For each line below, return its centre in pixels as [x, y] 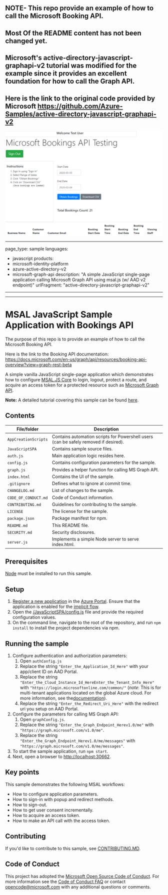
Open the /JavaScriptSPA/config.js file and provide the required [78, 612]
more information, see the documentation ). [63, 698]
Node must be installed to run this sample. [49, 573]
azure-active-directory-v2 [39, 269]
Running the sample [37, 644]
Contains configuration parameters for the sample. [104, 462]
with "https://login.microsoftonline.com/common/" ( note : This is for [90, 687]
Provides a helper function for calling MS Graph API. [105, 469]
